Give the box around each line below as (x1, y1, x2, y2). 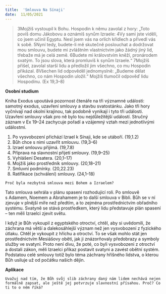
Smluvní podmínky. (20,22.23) (12, 165, 74, 172)
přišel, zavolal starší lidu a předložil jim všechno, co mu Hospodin (17, 63, 151, 69)
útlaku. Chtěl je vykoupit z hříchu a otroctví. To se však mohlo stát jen (5, 230, 147, 236)
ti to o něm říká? (5, 285, 43, 290)
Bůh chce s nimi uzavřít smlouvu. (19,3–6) (12, 139, 98, 145)
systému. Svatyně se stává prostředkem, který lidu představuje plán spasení (5, 205, 161, 211)
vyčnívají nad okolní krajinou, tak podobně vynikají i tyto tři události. (5, 108, 143, 114)
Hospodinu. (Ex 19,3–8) (17, 78, 65, 85)
